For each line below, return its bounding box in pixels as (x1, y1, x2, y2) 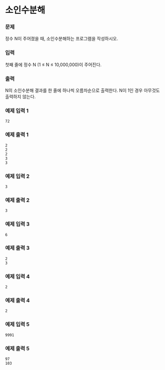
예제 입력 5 (5, 321, 30, 328)
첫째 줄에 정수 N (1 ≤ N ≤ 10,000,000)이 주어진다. (5, 62, 102, 68)
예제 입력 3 (5, 221, 30, 227)
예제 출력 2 (5, 197, 30, 204)
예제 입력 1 (5, 107, 29, 114)
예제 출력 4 (5, 297, 30, 304)
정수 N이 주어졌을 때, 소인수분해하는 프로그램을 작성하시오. (5, 36, 118, 42)
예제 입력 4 (5, 273, 30, 280)
